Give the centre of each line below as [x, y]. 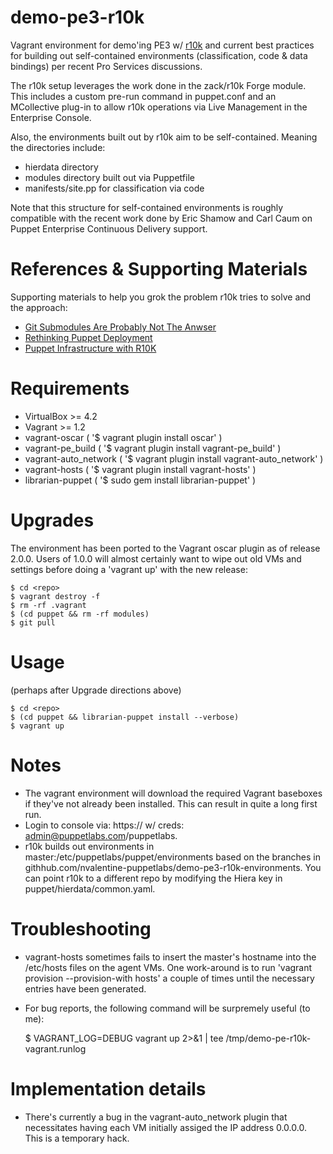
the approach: [39, 307]
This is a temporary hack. [77, 1138]
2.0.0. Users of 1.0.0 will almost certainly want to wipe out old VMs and [156, 558]
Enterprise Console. [51, 117]
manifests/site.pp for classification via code [114, 188]
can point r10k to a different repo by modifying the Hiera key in [153, 878]
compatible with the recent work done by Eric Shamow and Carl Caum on [161, 218]
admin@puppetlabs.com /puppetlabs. [101, 835]
